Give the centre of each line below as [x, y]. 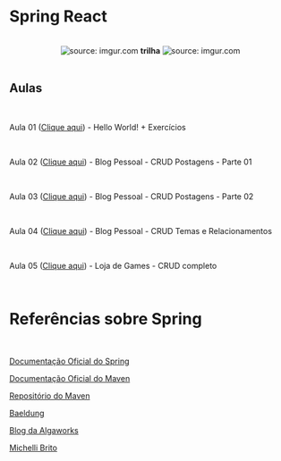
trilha [150, 50]
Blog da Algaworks [44, 430]
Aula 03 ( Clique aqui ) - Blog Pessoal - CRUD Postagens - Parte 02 [132, 196]
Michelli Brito [34, 448]
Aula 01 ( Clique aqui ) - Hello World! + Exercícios [98, 127]
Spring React [58, 17]
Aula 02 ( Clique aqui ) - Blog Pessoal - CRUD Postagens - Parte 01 [131, 162]
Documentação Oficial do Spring [69, 361]
